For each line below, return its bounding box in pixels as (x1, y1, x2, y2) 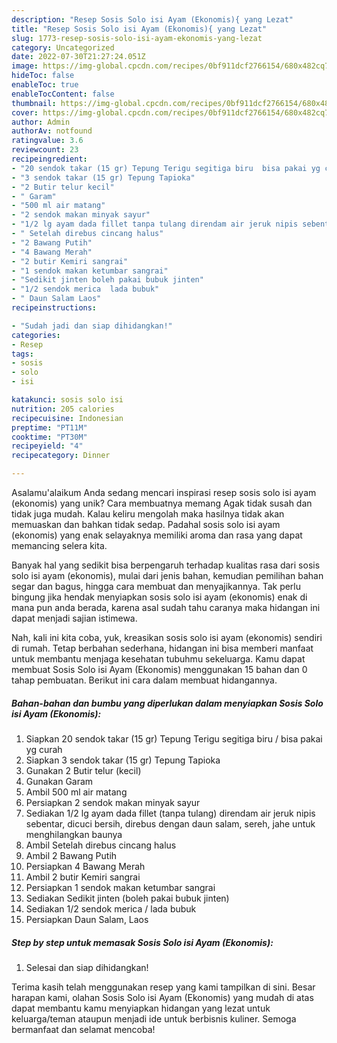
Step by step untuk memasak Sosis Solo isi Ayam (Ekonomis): (11, 936, 274, 948)
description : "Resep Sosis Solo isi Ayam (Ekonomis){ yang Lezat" (11, 14, 294, 25)
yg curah (25, 743, 63, 755)
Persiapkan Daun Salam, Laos (25, 913, 149, 925)
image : (11, 61, 39, 71)
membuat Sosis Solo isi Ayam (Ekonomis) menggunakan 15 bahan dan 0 (11, 664, 308, 675)
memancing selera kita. (11, 540, 108, 551)
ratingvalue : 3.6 (11, 136, 84, 146)
